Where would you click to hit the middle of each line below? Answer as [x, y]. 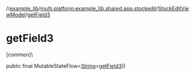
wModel [16, 15]
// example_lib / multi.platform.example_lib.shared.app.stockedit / [82, 8]
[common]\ [20, 54]
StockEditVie [173, 8]
